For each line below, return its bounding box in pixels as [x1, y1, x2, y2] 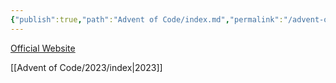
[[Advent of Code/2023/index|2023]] [10, 61, 163, 73]
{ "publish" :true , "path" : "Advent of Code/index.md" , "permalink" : [10, 14, 284, 25]
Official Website [10, 42, 76, 54]
